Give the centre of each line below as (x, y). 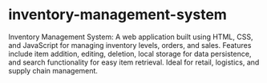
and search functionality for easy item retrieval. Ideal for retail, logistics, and (134, 62)
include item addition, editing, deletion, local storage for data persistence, (130, 53)
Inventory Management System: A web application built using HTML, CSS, (131, 37)
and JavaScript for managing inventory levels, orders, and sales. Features (130, 45)
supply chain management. (53, 70)
